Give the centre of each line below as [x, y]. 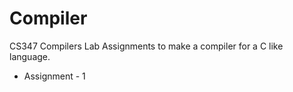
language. [30, 56]
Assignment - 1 [54, 76]
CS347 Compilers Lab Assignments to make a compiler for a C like [146, 46]
